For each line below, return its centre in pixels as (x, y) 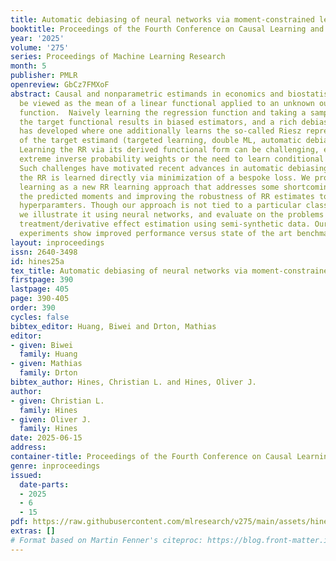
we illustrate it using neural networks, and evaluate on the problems (172, 215)
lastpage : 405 (40, 289)
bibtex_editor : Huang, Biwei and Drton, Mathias (113, 326)
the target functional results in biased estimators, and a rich (158, 122)
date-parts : (44, 484)
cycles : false (40, 317)
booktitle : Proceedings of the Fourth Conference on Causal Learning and (167, 29)
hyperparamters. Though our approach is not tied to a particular (160, 206)
